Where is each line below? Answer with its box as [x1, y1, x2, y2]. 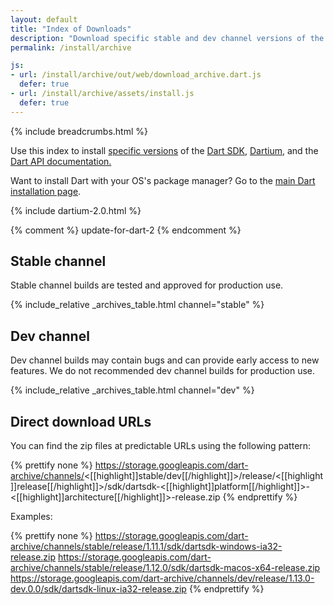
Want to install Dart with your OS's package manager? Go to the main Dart [10, 174, 316, 186]
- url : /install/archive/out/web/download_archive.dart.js [10, 70, 262, 80]
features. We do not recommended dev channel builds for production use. [10, 365, 316, 377]
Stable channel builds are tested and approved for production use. [10, 279, 284, 291]
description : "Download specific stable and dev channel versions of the [10, 33, 325, 43]
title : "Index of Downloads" [10, 24, 132, 34]
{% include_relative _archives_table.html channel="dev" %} [10, 384, 255, 396]
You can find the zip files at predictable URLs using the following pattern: [10, 440, 312, 452]
